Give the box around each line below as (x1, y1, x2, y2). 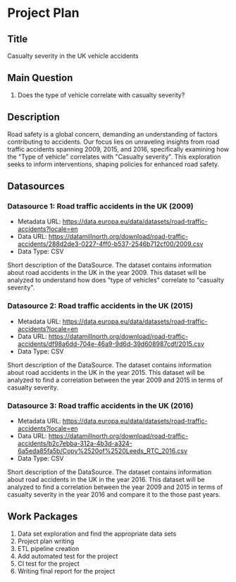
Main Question (7, 72, 73, 84)
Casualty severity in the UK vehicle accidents (7, 51, 139, 60)
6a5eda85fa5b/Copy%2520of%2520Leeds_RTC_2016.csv (17, 446, 188, 455)
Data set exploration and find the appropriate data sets (17, 529, 177, 538)
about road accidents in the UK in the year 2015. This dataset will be (7, 368, 205, 376)
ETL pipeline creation (17, 544, 80, 552)
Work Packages (7, 511, 78, 523)
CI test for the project (17, 559, 80, 568)
